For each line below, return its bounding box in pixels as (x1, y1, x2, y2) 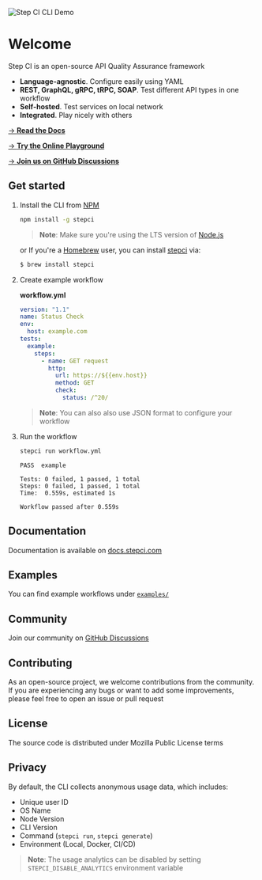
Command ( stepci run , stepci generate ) (19, 831, 153, 840)
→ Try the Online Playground (8, 141, 105, 150)
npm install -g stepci (19, 215, 95, 223)
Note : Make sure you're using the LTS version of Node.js (39, 229, 224, 239)
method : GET (54, 379, 95, 387)
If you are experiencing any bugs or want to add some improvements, (8, 685, 234, 695)
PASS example (19, 461, 66, 469)
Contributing (8, 656, 73, 669)
